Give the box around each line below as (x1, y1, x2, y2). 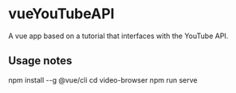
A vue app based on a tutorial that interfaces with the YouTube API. (8, 31, 229, 41)
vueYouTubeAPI (8, 5, 115, 23)
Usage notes (8, 54, 73, 68)
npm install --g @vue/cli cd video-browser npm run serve (8, 75, 198, 84)
